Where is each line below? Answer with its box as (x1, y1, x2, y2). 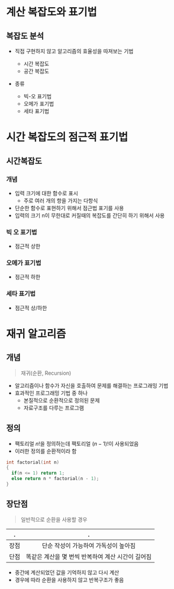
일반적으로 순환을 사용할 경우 (20, 516, 88, 523)
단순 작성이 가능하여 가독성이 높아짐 (41, 541, 136, 549)
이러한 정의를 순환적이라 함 (14, 448, 77, 455)
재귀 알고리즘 (6, 327, 66, 340)
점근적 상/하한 (14, 304, 47, 311)
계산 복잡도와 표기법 (6, 5, 98, 19)
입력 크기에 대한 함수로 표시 (14, 189, 79, 197)
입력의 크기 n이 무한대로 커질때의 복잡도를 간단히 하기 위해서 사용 (14, 211, 165, 219)
